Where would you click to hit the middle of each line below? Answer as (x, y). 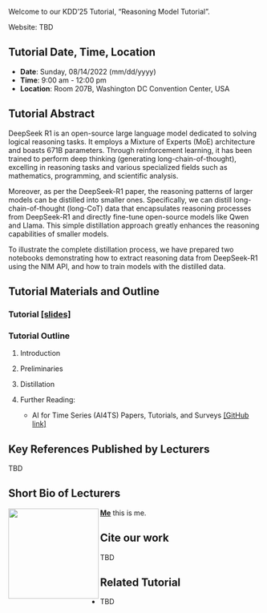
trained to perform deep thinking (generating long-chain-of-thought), (122, 159)
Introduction (40, 353)
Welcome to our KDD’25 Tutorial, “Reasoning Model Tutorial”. (109, 12)
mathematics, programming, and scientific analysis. (93, 175)
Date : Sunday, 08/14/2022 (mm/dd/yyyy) (88, 71)
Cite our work (135, 538)
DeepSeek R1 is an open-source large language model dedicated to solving (132, 133)
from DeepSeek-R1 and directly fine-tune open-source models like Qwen (129, 216)
